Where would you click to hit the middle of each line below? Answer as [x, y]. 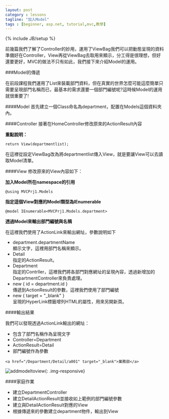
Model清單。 [23, 161]
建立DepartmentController [40, 392]
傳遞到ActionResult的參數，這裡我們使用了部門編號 [66, 290]
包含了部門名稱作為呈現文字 [41, 334]
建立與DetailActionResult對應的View [50, 405]
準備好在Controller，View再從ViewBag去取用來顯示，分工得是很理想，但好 [83, 55]
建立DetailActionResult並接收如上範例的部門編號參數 [67, 399]
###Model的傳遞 [23, 73]
